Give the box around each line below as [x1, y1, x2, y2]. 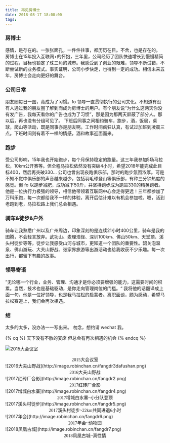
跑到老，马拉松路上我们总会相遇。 [9, 201, 81, 207]
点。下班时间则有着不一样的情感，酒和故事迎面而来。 [5, 130, 116, 136]
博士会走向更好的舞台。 [18, 72, 67, 78]
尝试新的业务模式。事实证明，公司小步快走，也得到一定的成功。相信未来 [9, 66, 160, 72]
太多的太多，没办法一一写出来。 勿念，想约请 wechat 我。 [5, 325, 126, 331]
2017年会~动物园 [68, 421, 102, 426]
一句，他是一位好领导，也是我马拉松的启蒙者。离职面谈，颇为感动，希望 [9, 292, 160, 298]
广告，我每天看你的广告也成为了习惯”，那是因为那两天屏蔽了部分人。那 [14, 111, 163, 117]
